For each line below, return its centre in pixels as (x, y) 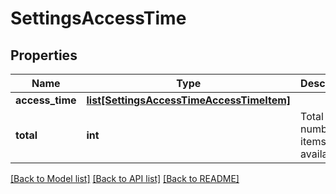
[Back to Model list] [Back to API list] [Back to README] (125, 178)
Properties (44, 55)
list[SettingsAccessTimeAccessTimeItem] (189, 100)
